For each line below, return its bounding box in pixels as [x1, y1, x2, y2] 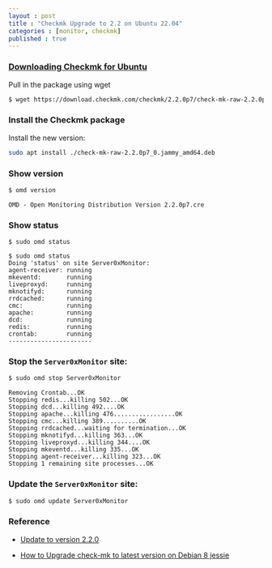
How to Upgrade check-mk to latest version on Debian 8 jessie [19, 550, 230, 560]
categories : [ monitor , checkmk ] [8, 27, 121, 35]
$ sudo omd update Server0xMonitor [8, 497, 129, 505]
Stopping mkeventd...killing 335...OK [8, 446, 139, 454]
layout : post [8, 11, 57, 20]
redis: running [8, 323, 92, 331]
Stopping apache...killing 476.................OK [8, 410, 183, 418]
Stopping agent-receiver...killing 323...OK [8, 453, 161, 461]
